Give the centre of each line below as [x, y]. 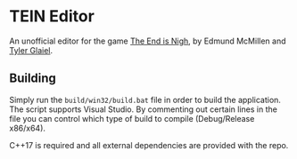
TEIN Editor [52, 16]
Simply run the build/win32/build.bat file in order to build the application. [145, 99]
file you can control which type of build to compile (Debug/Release [132, 118]
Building [33, 79]
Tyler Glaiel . [31, 50]
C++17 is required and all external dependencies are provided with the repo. [149, 145]
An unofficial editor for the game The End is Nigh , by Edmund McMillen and [148, 41]
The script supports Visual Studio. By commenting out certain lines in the [144, 109]
